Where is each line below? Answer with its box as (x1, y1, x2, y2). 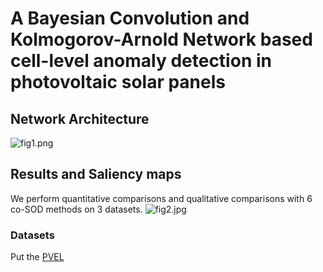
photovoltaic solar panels (10, 71, 226, 94)
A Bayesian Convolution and (10, 7, 250, 30)
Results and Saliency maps (10, 166, 182, 183)
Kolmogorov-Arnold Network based (10, 28, 313, 51)
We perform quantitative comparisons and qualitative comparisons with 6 (10, 192, 313, 204)
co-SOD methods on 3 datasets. (10, 203, 143, 215)
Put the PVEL (10, 251, 65, 263)
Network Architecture (10, 110, 150, 127)
